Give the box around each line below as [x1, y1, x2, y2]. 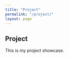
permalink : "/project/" [5, 12, 54, 17]
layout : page [5, 16, 32, 21]
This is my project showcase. [5, 48, 65, 54]
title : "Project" [5, 7, 41, 12]
